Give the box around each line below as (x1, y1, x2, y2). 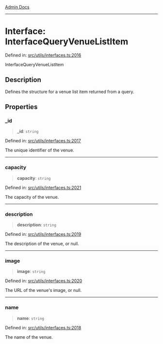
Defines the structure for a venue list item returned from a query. (5, 89, 134, 95)
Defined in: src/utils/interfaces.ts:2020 (5, 278, 82, 284)
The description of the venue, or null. (5, 241, 79, 247)
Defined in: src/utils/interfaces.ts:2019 (5, 231, 81, 237)
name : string (16, 315, 45, 321)
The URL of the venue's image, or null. (5, 287, 82, 293)
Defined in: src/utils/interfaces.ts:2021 (5, 185, 81, 191)
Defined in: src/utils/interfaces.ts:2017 (5, 138, 81, 144)
